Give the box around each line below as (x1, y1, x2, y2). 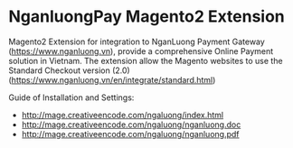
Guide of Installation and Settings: (8, 92, 135, 103)
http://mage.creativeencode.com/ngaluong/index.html (21, 109, 224, 120)
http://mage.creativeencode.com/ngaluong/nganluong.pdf (21, 128, 241, 139)
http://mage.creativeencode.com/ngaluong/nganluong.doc (21, 119, 241, 130)
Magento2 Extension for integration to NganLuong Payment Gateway (8, 36, 266, 47)
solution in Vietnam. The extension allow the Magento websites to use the (8, 55, 283, 66)
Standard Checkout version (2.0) (8, 65, 130, 76)
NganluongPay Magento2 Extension (8, 6, 286, 27)
